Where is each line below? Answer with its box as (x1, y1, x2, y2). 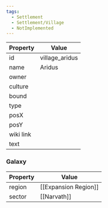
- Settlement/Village (11, 19, 65, 25)
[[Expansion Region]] (40, 183, 99, 191)
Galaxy (6, 157, 27, 166)
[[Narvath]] (40, 192, 72, 200)
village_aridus (40, 54, 78, 62)
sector (9, 192, 27, 200)
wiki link (9, 130, 31, 138)
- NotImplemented (11, 25, 54, 31)
